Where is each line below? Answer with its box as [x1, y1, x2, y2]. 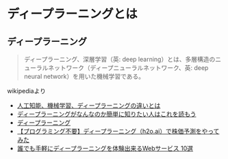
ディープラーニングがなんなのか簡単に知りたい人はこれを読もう [16, 110, 197, 118]
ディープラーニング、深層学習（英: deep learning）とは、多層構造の [23, 56, 216, 63]
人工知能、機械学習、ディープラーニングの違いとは [16, 101, 161, 110]
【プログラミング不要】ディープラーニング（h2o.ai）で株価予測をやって [16, 127, 220, 135]
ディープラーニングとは [7, 6, 138, 22]
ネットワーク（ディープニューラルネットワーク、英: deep [47, 64, 209, 72]
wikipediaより [7, 87, 47, 95]
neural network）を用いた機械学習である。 [23, 73, 145, 80]
